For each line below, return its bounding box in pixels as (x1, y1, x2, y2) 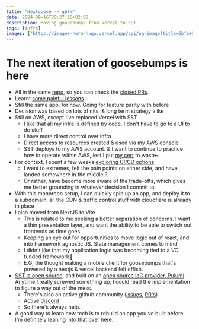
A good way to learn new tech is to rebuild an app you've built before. (14, 310, 185, 317)
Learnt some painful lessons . (14, 95, 86, 102)
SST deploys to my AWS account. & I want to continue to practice (23, 145, 184, 153)
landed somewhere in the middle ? (23, 171, 108, 178)
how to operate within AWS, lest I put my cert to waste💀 (23, 152, 159, 159)
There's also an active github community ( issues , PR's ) (23, 291, 158, 298)
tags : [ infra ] (6, 25, 41, 31)
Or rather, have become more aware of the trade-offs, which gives (23, 178, 186, 185)
